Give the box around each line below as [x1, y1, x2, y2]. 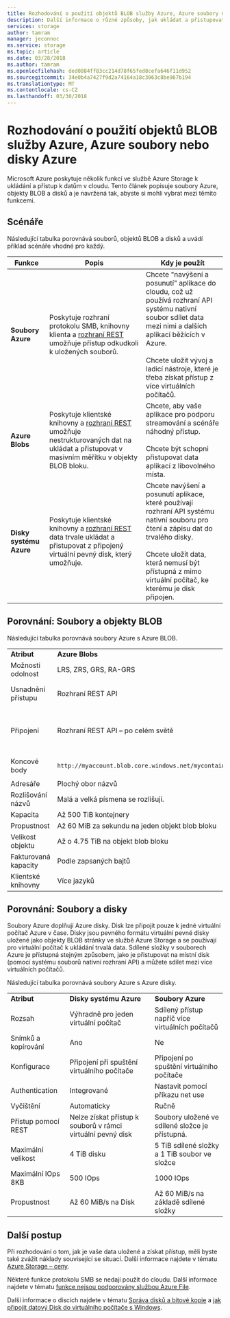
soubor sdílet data [146, 312, 204, 322]
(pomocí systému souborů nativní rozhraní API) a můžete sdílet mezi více [7, 958, 213, 967]
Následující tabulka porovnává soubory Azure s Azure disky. [7, 979, 177, 987]
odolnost [10, 669, 39, 678]
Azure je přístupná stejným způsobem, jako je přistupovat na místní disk [7, 951, 210, 959]
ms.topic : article [7, 49, 60, 56]
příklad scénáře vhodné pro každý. [7, 242, 105, 250]
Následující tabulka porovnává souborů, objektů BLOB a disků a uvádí [7, 234, 203, 242]
